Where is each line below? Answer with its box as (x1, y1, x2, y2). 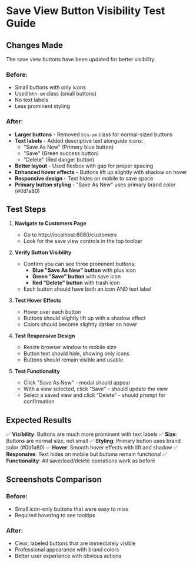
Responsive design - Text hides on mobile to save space (14, 175, 154, 182)
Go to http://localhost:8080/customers (23, 231, 117, 238)
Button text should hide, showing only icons (23, 350, 129, 357)
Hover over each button (23, 308, 81, 316)
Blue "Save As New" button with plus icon (32, 267, 137, 274)
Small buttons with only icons (14, 84, 86, 91)
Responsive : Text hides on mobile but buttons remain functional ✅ (6, 451, 168, 458)
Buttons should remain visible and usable (23, 356, 124, 363)
